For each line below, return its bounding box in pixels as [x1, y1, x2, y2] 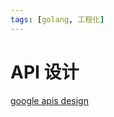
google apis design [10, 94, 89, 106]
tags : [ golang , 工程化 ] [10, 14, 105, 25]
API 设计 [10, 61, 80, 83]
